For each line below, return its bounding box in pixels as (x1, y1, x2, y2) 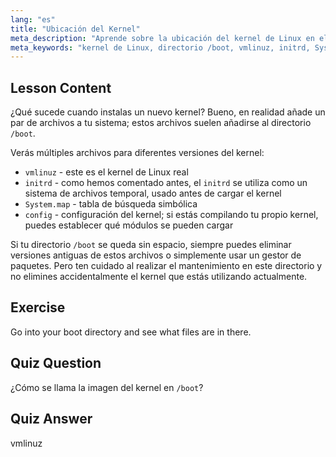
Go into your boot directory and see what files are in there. (10, 326, 252, 338)
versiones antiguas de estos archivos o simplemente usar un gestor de (10, 249, 302, 261)
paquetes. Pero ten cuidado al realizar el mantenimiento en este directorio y (10, 260, 323, 272)
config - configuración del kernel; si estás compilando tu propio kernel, (24, 209, 319, 221)
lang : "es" (10, 14, 56, 25)
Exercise (10, 299, 66, 316)
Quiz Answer (10, 411, 93, 428)
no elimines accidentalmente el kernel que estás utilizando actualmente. (10, 271, 308, 283)
